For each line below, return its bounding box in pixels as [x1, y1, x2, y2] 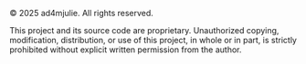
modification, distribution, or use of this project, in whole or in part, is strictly [9, 35, 297, 45]
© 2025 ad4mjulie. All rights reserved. [9, 8, 153, 18]
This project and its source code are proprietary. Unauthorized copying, [9, 25, 280, 35]
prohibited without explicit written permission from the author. [9, 44, 242, 55]
